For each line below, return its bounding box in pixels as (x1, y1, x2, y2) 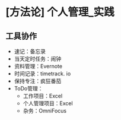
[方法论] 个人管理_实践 (5, 5, 115, 19)
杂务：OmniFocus (23, 108, 66, 114)
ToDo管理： (14, 85, 43, 92)
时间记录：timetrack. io (14, 70, 71, 77)
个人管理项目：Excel (23, 100, 73, 107)
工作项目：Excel (23, 93, 63, 99)
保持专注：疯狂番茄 (14, 78, 62, 84)
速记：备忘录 (14, 48, 46, 55)
